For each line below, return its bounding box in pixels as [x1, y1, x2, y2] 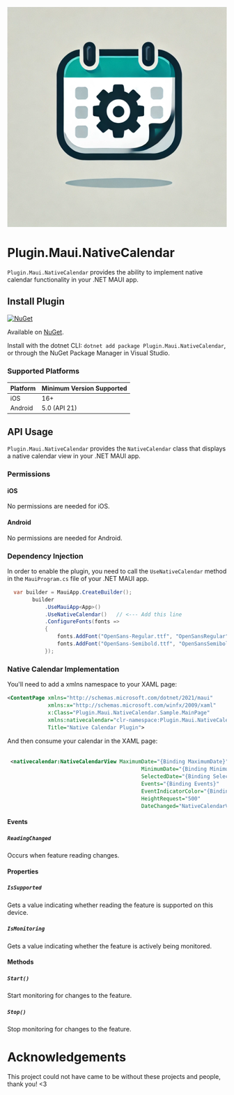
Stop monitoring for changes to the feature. [7, 1025, 132, 1034]
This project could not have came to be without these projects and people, [7, 1073, 221, 1081]
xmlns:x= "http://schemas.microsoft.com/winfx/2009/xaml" [47, 702, 217, 709]
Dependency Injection [7, 551, 84, 561]
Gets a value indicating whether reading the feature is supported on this [7, 901, 214, 909]
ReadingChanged [7, 835, 52, 842]
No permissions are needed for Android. [7, 534, 123, 542]
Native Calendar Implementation [7, 664, 120, 674]
